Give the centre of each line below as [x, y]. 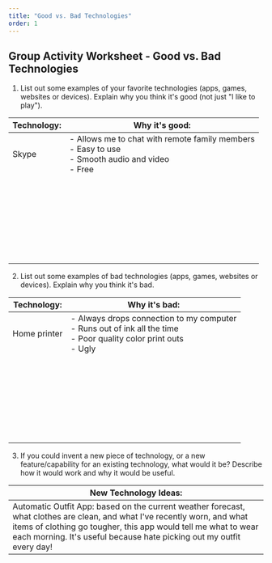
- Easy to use [95, 149]
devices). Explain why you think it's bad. [87, 285]
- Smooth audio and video [119, 159]
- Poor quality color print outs [127, 339]
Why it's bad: [154, 305]
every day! [32, 547]
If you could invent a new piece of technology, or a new [113, 456]
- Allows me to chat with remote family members [162, 139]
